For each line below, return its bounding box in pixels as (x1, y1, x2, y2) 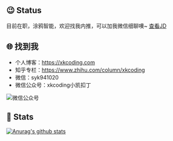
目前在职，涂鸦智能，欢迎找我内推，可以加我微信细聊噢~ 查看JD (6, 22, 167, 30)
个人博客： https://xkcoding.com (15, 58, 96, 66)
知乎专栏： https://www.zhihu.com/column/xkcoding (15, 66, 145, 74)
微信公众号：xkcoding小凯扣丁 (15, 81, 92, 89)
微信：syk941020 (15, 74, 59, 81)
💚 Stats (6, 112, 34, 122)
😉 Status (6, 5, 42, 16)
